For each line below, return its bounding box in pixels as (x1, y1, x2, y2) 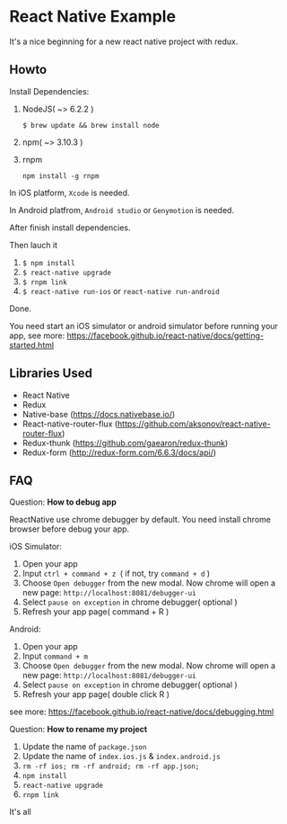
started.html (9, 339, 55, 350)
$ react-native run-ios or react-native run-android (22, 285, 220, 296)
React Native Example (9, 6, 177, 27)
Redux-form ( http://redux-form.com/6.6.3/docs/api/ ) (22, 447, 217, 458)
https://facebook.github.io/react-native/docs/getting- (66, 330, 265, 341)
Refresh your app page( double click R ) (22, 689, 170, 700)
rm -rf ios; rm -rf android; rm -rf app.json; (22, 762, 200, 771)
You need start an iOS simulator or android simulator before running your (9, 320, 278, 331)
